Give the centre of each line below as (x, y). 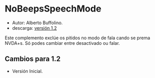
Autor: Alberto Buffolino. (37, 23)
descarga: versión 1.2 (34, 28)
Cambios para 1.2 (33, 59)
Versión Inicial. (27, 71)
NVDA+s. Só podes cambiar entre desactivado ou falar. (62, 43)
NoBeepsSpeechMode (53, 9)
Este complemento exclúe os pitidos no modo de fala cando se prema (77, 38)
